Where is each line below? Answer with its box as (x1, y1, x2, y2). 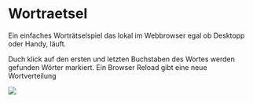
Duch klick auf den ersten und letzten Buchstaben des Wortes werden (8, 54, 236, 64)
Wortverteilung (8, 71, 57, 80)
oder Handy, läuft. (8, 39, 67, 48)
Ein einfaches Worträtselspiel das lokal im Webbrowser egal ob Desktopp (8, 31, 245, 40)
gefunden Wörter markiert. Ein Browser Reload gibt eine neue (8, 62, 207, 72)
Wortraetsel (8, 5, 88, 23)
